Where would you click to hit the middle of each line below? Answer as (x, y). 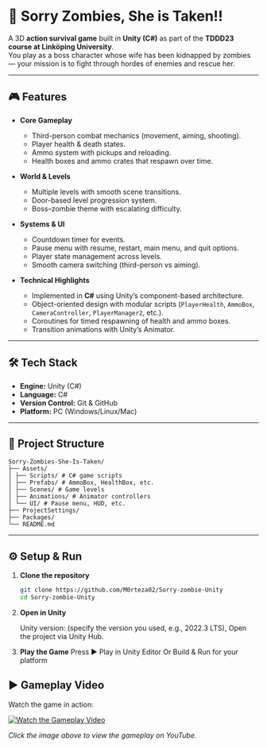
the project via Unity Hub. (62, 636)
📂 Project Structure (56, 443)
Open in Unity (43, 612)
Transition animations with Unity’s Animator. (103, 329)
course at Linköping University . (61, 46)
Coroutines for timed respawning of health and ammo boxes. (131, 320)
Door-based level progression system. (94, 200)
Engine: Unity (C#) (50, 386)
